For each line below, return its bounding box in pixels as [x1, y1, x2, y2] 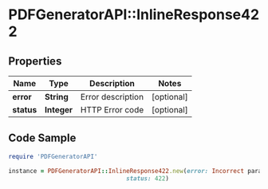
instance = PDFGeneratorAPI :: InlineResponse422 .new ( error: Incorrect [8, 167, 245, 175]
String [44, 92, 69, 102]
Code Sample [8, 132, 77, 145]
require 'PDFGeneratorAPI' [8, 152, 98, 160]
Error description [80, 92, 144, 102]
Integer [44, 104, 73, 115]
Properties [8, 54, 62, 68]
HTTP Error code [80, 104, 144, 115]
